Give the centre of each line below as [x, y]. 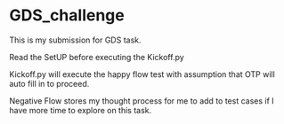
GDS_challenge [67, 15]
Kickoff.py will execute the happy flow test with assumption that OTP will [142, 74]
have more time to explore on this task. [81, 110]
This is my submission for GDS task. [75, 40]
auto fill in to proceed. [49, 83]
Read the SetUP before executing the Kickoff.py [97, 57]
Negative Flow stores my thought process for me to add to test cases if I [142, 101]
